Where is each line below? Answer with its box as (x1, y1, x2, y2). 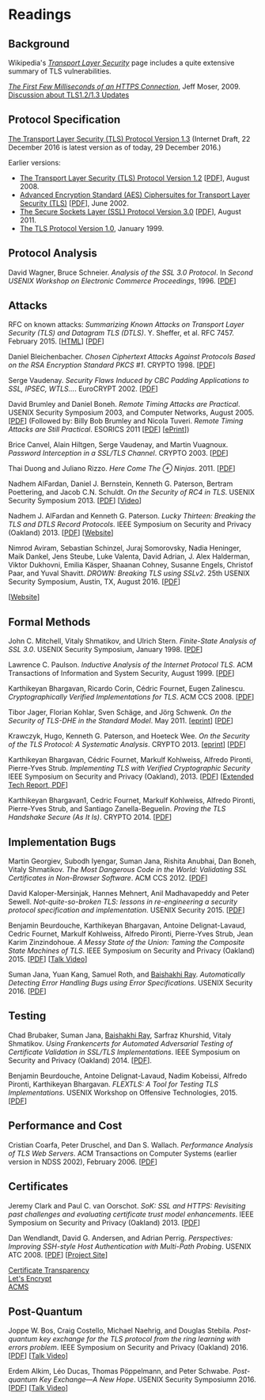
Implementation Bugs (8, 835, 116, 848)
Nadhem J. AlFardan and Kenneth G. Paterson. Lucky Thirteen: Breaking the (8, 511, 256, 521)
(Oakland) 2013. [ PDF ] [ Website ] (8, 528, 114, 537)
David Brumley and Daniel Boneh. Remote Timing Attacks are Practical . (8, 400, 240, 409)
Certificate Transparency (8, 1265, 89, 1275)
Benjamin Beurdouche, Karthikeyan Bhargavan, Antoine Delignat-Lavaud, (8, 920, 247, 931)
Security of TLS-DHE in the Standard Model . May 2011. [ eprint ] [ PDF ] (8, 716, 233, 726)
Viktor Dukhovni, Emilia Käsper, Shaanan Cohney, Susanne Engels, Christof (8, 560, 253, 570)
